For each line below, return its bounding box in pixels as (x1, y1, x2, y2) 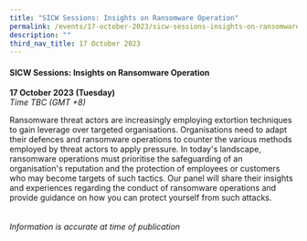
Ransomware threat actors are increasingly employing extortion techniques (9, 115, 292, 126)
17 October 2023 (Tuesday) (9, 88, 116, 99)
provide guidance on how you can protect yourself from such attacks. (9, 193, 272, 204)
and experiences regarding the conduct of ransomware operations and (9, 183, 277, 194)
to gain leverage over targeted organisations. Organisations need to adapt (9, 124, 288, 135)
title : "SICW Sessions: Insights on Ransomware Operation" (9, 13, 239, 23)
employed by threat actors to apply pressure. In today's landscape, (9, 143, 262, 155)
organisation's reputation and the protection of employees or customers (9, 163, 281, 174)
